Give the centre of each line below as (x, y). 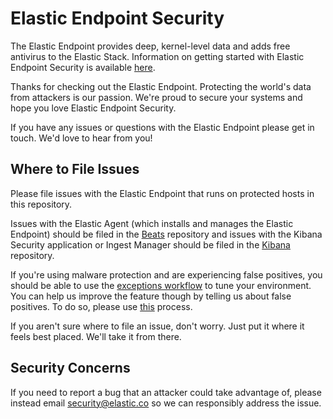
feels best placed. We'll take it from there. (96, 336)
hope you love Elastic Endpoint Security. (93, 108)
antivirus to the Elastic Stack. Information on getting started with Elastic (157, 56)
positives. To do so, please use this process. (101, 306)
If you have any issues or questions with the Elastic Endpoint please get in (162, 127)
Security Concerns (70, 368)
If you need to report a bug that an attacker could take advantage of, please (166, 392)
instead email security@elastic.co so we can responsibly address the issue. (166, 403)
